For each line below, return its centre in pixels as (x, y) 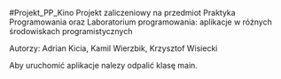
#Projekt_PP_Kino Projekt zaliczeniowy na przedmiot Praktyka (123, 13)
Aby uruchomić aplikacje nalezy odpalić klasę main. (103, 65)
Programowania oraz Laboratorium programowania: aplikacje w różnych (140, 22)
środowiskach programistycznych (71, 31)
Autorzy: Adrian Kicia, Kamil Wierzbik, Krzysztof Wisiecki (113, 48)
